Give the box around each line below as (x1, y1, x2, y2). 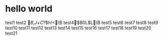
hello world (5, 3, 52, 14)
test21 (5, 30, 17, 36)
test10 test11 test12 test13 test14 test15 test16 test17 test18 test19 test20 (5, 24, 151, 30)
